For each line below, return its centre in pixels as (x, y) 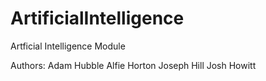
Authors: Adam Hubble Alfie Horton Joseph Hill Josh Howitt (133, 65)
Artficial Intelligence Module (68, 46)
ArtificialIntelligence (97, 18)
